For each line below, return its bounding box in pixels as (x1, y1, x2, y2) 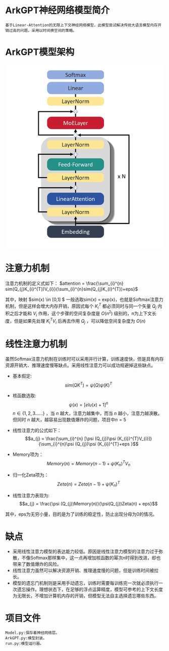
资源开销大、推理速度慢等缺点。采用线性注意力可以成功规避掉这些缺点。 (5, 362, 155, 368)
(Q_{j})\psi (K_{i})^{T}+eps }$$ (75, 441, 139, 447)
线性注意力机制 (5, 338, 68, 350)
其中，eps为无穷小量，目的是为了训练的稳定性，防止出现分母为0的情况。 (5, 511, 157, 517)
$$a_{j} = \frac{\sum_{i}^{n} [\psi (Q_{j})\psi (25, 436, 116, 442)
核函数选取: (12, 393, 36, 399)
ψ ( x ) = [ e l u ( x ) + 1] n (69, 401, 108, 408)
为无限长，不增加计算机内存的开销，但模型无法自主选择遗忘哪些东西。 (12, 593, 159, 599)
